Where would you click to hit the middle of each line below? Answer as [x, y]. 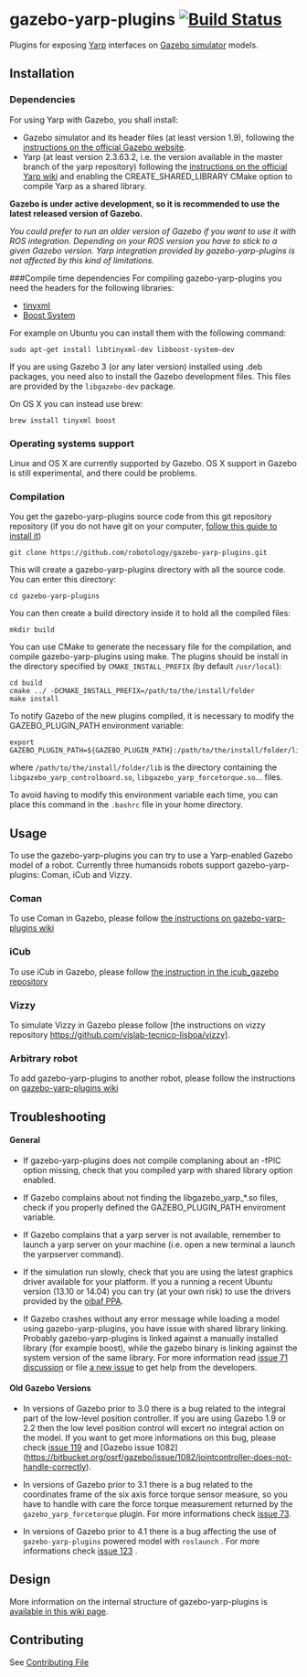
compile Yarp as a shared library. [85, 186]
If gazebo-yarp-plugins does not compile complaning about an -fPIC [152, 1160]
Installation [42, 74]
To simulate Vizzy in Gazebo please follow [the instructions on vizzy [138, 1025]
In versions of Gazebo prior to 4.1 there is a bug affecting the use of [149, 1532]
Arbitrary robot [44, 1058]
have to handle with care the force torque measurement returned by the [158, 1504]
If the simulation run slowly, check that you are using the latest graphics [158, 1272]
